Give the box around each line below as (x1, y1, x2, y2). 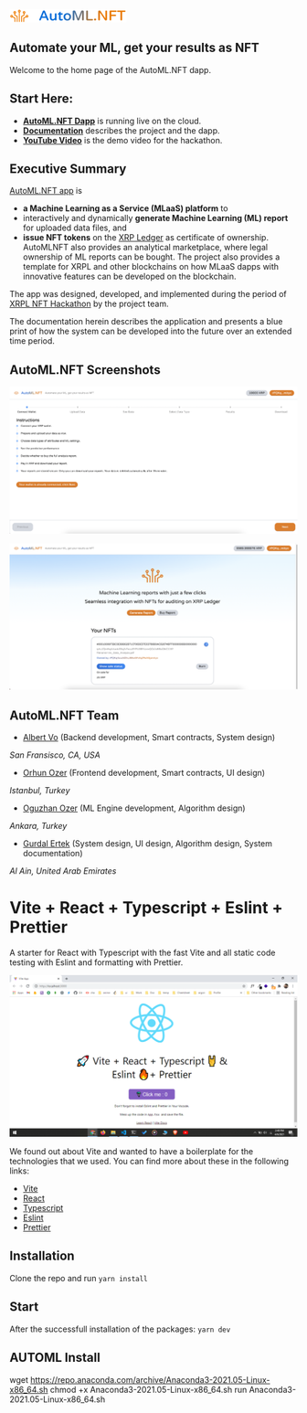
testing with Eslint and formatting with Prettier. (9, 957, 184, 968)
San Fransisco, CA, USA (9, 749, 101, 760)
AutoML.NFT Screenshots (9, 362, 162, 377)
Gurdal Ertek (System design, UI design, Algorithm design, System (22, 838, 272, 849)
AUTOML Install (9, 1350, 101, 1365)
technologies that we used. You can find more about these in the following (9, 1156, 290, 1167)
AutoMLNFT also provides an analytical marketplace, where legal (22, 242, 268, 253)
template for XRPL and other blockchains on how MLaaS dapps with (22, 261, 280, 272)
